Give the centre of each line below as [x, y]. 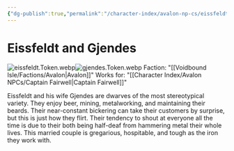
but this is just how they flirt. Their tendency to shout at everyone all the [110, 118]
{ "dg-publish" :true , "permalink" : [56, 14]
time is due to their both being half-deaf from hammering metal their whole [115, 125]
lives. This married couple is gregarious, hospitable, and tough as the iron [112, 132]
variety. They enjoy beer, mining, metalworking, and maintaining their [106, 103]
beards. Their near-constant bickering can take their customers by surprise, [116, 110]
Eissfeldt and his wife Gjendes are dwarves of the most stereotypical [106, 95]
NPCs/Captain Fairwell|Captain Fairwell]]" [67, 82]
